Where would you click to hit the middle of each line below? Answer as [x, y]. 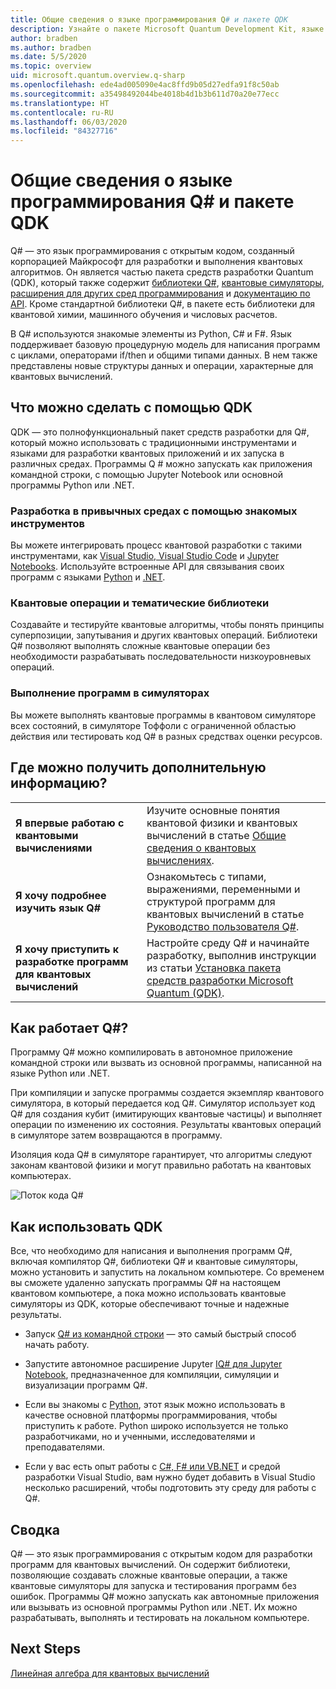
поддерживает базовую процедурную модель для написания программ [165, 345]
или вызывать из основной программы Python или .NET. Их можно [154, 1607]
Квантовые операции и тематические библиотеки [140, 603]
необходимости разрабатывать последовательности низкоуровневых [161, 657]
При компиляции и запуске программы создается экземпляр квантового [167, 1093]
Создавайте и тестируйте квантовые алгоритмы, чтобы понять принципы [167, 625]
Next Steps [45, 1649]
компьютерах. [41, 1176]
